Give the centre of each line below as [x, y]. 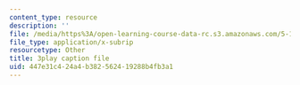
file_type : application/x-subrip [71, 42]
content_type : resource [54, 17]
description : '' [39, 26]
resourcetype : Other [48, 50]
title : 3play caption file [59, 58]
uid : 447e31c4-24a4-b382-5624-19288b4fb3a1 [92, 67]
